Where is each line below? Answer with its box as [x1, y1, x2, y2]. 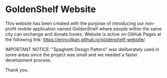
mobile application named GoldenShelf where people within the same [17, 25, 162, 31]
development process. [5, 57, 52, 63]
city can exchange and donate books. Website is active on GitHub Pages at [5, 31, 161, 37]
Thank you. [5, 67, 29, 73]
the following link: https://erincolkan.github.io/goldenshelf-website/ [5, 36, 145, 43]
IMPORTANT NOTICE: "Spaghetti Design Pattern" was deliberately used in [5, 46, 159, 52]
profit [5, 25, 17, 31]
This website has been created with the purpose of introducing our [5, 20, 144, 26]
